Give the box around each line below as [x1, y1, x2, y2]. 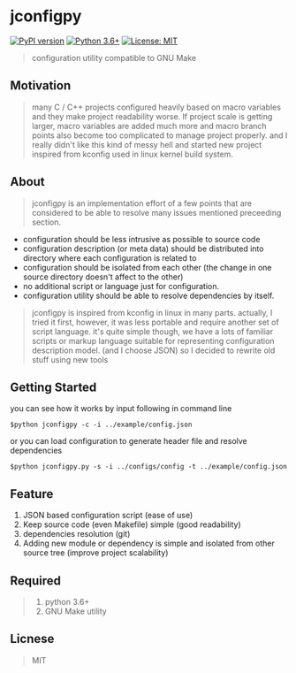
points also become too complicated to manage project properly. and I [31, 130, 288, 141]
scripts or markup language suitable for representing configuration [31, 335, 275, 346]
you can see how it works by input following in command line [10, 403, 232, 414]
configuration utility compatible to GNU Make [31, 52, 197, 63]
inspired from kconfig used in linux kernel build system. [31, 149, 233, 159]
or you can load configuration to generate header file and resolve [10, 436, 248, 447]
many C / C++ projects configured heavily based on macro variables [31, 102, 282, 112]
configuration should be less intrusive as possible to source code [22, 233, 261, 244]
